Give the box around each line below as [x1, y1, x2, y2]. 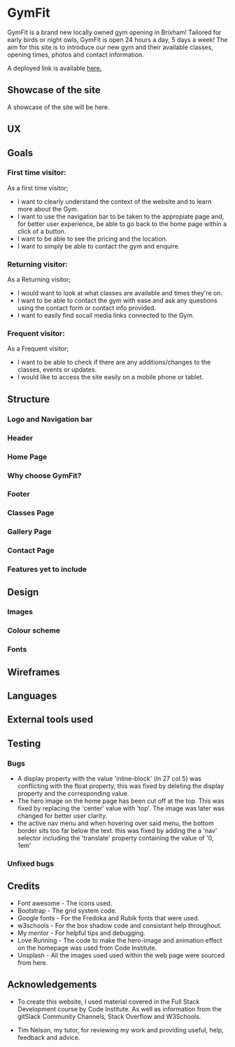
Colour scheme [7, 626, 61, 635]
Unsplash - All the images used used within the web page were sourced [17, 950, 225, 960]
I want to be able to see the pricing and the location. [17, 234, 168, 243]
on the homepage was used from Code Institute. [17, 943, 157, 952]
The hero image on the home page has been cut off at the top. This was [17, 796, 225, 806]
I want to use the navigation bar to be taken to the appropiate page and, [17, 212, 225, 220]
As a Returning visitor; [7, 275, 71, 284]
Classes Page [7, 508, 55, 518]
